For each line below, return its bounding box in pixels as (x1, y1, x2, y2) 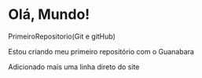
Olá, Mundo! (8, 6, 90, 24)
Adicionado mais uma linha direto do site (8, 61, 140, 72)
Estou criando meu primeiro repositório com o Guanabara (8, 46, 195, 56)
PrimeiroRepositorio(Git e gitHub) (8, 32, 116, 41)
